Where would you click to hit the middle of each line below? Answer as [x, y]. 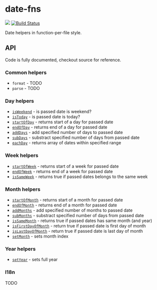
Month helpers [23, 189]
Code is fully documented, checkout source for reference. [63, 60]
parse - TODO [26, 89]
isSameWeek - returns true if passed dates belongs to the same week [80, 177]
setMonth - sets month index [40, 236]
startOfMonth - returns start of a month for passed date [67, 200]
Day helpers [20, 101]
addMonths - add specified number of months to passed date [72, 210]
